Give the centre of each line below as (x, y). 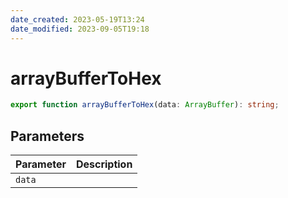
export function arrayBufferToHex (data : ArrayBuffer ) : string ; (145, 105)
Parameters (47, 136)
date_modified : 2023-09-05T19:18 (80, 29)
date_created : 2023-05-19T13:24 (77, 19)
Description (104, 164)
